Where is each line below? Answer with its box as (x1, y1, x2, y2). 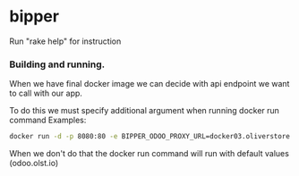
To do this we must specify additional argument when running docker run (9, 105, 280, 116)
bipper (9, 6, 60, 27)
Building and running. (9, 58, 106, 71)
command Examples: (9, 114, 87, 126)
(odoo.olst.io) (9, 158, 59, 169)
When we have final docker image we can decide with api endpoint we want (9, 79, 290, 89)
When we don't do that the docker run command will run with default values (9, 148, 289, 159)
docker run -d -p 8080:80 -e (9, 132, 118, 141)
